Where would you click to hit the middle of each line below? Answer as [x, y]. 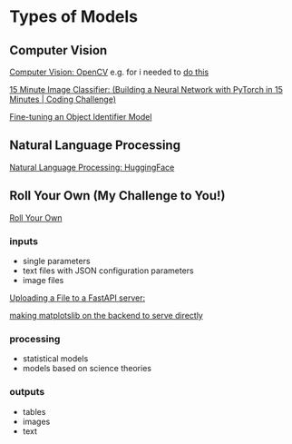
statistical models [55, 359]
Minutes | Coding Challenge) [63, 99]
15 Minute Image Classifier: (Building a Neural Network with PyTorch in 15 [146, 89]
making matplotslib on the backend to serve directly [107, 315]
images [36, 421]
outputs [27, 392]
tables [34, 411]
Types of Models [74, 17]
